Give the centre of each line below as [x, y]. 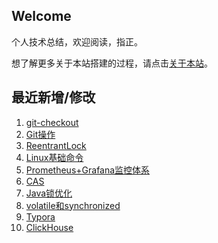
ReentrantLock [56, 145]
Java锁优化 [49, 193]
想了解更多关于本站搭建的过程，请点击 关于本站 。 [112, 63]
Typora [40, 216]
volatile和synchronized [73, 205]
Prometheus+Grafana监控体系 [88, 170]
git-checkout [52, 122]
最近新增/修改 [53, 97]
